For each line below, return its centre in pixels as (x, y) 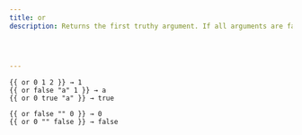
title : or (28, 18)
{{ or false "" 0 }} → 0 (56, 113)
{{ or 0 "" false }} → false (64, 121)
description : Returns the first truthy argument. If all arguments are (146, 26)
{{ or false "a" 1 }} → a (58, 90)
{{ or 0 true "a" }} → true (62, 98)
